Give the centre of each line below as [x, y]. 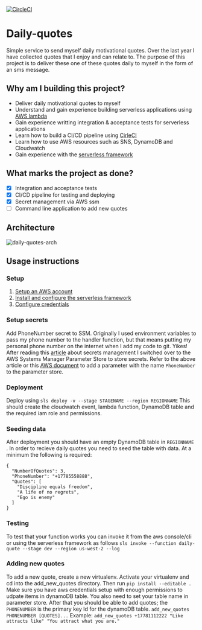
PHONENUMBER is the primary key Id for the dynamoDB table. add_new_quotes [98, 609]
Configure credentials [42, 304]
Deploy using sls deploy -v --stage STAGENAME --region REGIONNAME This [98, 400]
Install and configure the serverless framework [73, 298]
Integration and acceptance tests [56, 188]
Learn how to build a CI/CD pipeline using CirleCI [76, 135]
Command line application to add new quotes [71, 208]
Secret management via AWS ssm [57, 202]
